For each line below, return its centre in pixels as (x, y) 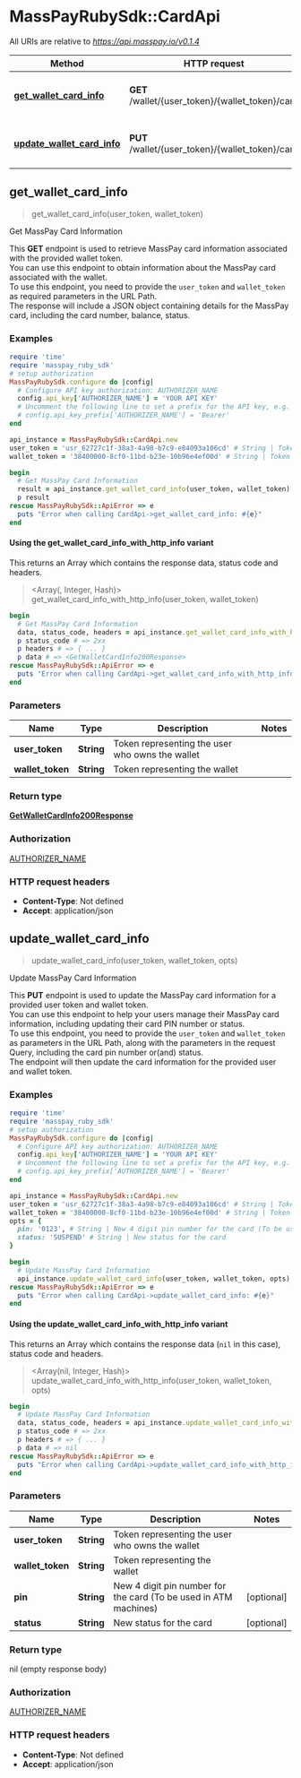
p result (34, 498)
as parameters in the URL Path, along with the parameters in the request (142, 1042)
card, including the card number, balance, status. (100, 315)
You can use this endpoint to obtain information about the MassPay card (142, 267)
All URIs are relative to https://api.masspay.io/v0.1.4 (104, 41)
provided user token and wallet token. (79, 1005)
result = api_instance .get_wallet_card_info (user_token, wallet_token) (154, 489)
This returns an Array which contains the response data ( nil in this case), (145, 1344)
